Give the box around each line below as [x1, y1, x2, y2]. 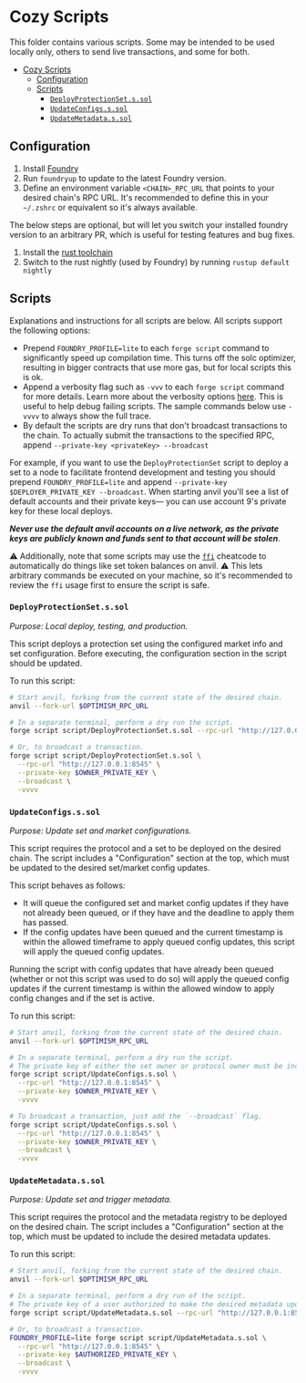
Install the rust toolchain [22, 246, 114, 257]
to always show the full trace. [41, 410, 152, 421]
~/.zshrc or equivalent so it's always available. [22, 201, 198, 212]
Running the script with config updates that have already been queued [9, 964, 274, 975]
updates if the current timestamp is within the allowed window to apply [9, 983, 275, 994]
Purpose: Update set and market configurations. [9, 825, 192, 836]
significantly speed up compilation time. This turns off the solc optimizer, [22, 352, 296, 363]
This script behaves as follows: [9, 880, 126, 891]
